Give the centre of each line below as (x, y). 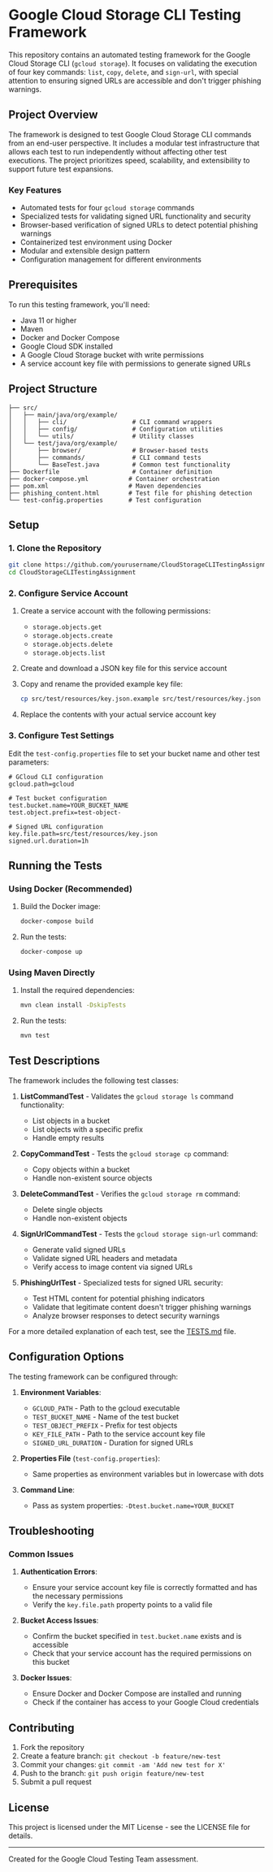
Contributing (41, 1728)
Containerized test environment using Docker (96, 242)
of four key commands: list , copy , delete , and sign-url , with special (123, 71)
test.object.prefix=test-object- (65, 812)
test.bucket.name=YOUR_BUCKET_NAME (69, 805)
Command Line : (48, 1489)
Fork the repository (52, 1748)
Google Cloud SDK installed (67, 346)
